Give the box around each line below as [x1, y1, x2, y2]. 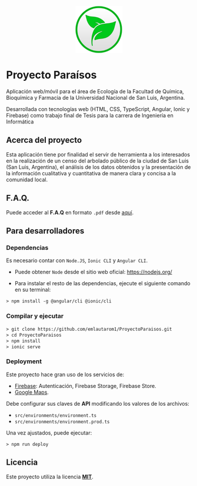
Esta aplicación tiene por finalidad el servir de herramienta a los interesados [6, 151, 190, 158]
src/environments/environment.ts [14, 412, 97, 419]
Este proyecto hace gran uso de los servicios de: [6, 371, 125, 378]
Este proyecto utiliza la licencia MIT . [6, 473, 94, 480]
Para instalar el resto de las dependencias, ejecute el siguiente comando [14, 280, 191, 287]
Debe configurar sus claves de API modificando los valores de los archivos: [6, 400, 189, 407]
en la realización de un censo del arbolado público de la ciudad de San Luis [6, 157, 189, 164]
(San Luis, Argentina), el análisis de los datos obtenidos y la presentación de [6, 163, 191, 171]
